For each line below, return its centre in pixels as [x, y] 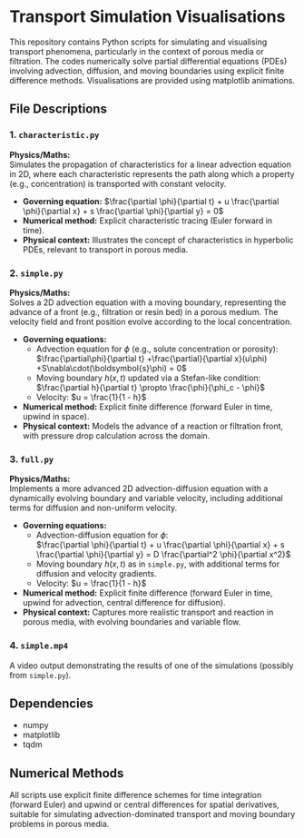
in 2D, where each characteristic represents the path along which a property [152, 173]
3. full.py [32, 458]
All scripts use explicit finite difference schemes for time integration [136, 795]
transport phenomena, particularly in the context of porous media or [137, 51]
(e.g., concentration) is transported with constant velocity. [118, 183]
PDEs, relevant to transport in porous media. [105, 249]
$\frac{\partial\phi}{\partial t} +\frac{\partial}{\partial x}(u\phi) [152, 358]
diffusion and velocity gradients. [96, 574]
